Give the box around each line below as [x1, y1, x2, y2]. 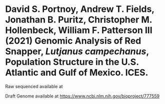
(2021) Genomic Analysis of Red [5, 35, 141, 47]
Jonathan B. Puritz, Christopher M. [5, 14, 152, 25]
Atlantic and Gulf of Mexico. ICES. [5, 67, 148, 78]
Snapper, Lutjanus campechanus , [5, 46, 149, 57]
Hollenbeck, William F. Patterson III [5, 25, 152, 36]
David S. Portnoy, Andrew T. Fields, [5, 3, 154, 15]
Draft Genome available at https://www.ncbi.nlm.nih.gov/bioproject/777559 [5, 93, 160, 99]
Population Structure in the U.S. [5, 56, 139, 68]
